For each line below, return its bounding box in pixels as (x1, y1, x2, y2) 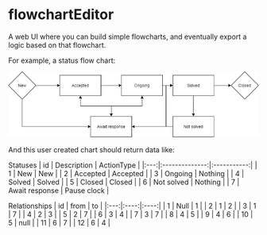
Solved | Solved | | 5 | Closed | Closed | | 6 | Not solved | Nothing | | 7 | (8, 177, 240, 187)
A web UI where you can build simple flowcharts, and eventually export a (8, 32, 247, 41)
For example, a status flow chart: (8, 56, 116, 65)
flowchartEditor (8, 6, 114, 24)
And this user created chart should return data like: (8, 144, 175, 154)
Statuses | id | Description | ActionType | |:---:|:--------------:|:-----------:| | (8, 160, 257, 170)
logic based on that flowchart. (8, 40, 106, 49)
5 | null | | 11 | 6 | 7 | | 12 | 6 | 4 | (8, 218, 111, 227)
